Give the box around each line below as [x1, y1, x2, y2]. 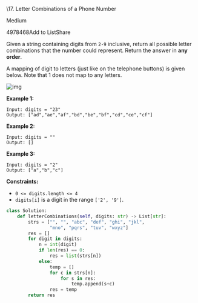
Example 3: [6, 150, 35, 157]
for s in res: [60, 275, 96, 281]
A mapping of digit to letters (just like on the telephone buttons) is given [6, 65, 185, 72]
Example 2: [6, 122, 35, 130]
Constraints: [6, 178, 39, 185]
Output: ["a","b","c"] [6, 167, 64, 173]
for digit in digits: [28, 236, 83, 242]
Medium [6, 17, 27, 24]
